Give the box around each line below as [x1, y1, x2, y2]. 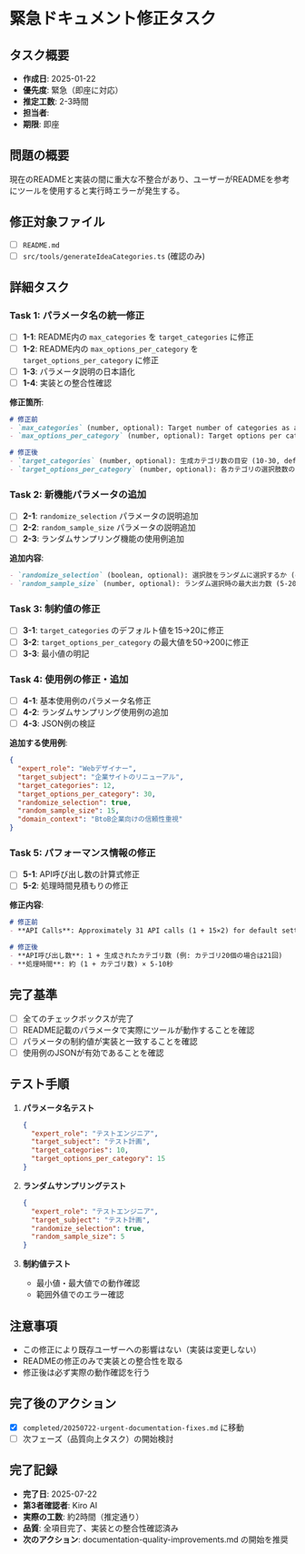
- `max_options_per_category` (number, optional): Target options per [9, 431, 282, 441]
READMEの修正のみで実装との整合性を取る [22, 1356, 183, 1366]
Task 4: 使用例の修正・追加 [9, 672, 129, 685]
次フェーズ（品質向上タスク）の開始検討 [22, 1433, 174, 1444]
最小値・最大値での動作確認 [35, 1277, 141, 1288]
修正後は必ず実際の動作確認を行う [22, 1367, 151, 1377]
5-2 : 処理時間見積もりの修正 [22, 880, 129, 892]
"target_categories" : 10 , [31, 1145, 129, 1155]
